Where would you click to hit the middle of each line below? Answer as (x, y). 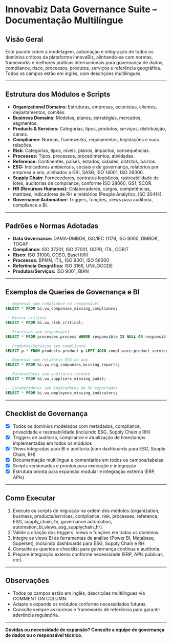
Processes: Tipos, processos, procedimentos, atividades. (74, 156)
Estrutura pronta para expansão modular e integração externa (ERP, (84, 471)
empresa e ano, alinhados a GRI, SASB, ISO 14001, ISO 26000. (78, 172)
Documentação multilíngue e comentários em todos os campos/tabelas (88, 460)
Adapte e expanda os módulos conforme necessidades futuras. (80, 604)
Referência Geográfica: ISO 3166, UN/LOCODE (63, 266)
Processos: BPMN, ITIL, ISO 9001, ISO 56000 (61, 260)
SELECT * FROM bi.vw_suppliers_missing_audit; (56, 379)
